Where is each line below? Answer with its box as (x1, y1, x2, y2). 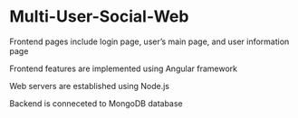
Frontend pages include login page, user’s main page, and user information (9, 36, 290, 47)
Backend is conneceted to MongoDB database (9, 97, 183, 109)
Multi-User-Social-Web (9, 6, 189, 27)
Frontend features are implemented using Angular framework (9, 63, 238, 74)
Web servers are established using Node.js (9, 80, 170, 91)
